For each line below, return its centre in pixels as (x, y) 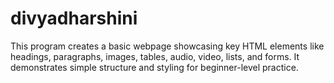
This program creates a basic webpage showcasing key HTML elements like (167, 46)
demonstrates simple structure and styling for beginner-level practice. (154, 67)
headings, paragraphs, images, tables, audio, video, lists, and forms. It (155, 56)
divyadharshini (74, 18)
